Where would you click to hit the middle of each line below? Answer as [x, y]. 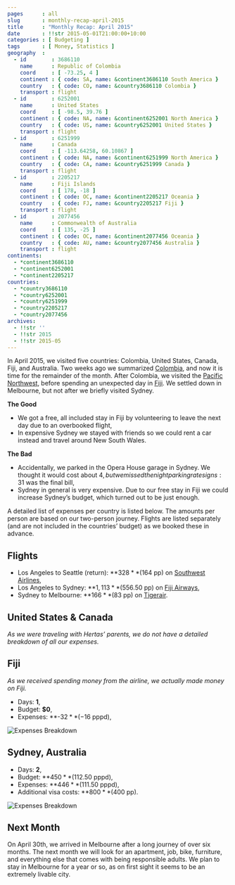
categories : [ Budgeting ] [49, 40]
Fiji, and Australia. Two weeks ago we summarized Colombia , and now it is [115, 368]
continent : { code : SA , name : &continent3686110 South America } [119, 79]
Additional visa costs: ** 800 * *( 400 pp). [78, 791]
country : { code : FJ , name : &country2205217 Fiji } [102, 204]
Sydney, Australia [47, 752]
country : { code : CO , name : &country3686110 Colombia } [108, 86]
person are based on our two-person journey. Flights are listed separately [114, 518]
